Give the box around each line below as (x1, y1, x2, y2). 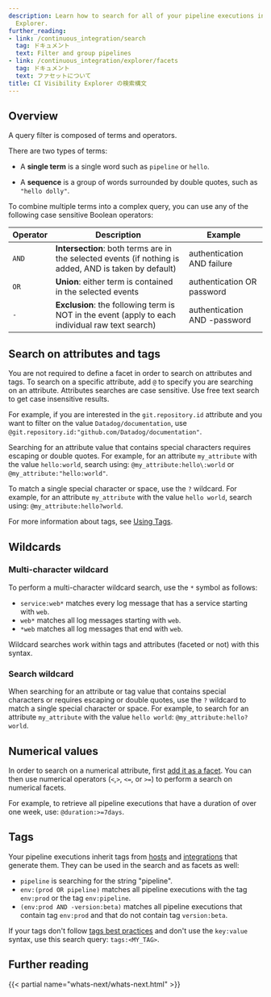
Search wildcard (8, 668, 74, 679)
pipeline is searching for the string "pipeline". (19, 876, 173, 886)
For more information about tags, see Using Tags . (8, 517, 173, 527)
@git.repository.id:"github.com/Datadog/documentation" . (8, 427, 202, 436)
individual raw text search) (55, 319, 156, 331)
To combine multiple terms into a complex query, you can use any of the (8, 202, 248, 211)
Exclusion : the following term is (55, 299, 175, 311)
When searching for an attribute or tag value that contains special (8, 686, 227, 696)
